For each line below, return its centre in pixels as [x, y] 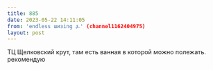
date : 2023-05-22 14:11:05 [46, 20]
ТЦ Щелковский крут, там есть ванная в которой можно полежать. [107, 52]
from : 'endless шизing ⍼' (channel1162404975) [76, 26]
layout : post [26, 33]
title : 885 [23, 13]
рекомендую [26, 60]
